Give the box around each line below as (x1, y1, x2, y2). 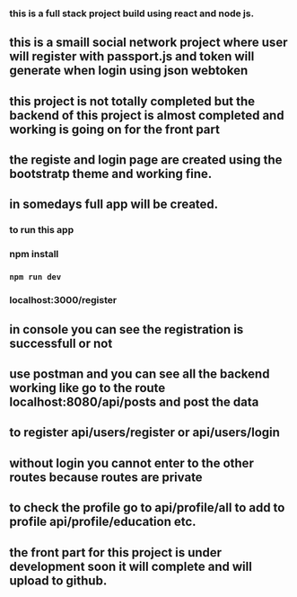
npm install (9, 248, 59, 261)
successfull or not (9, 335, 113, 351)
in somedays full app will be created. (9, 197, 219, 212)
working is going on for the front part (9, 121, 220, 137)
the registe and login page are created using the (9, 152, 283, 168)
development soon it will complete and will (9, 558, 253, 574)
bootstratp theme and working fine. (9, 166, 213, 182)
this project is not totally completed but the (9, 94, 256, 109)
